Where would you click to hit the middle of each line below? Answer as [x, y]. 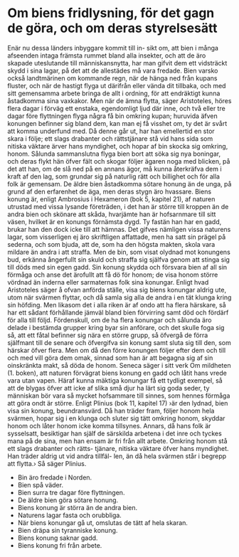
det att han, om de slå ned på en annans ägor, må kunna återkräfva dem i [115, 169]
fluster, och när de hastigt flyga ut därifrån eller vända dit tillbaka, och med [117, 85]
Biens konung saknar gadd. [58, 538]
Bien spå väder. [41, 484]
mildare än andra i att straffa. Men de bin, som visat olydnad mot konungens [119, 252]
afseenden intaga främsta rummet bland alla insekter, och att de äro [107, 55]
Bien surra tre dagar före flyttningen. [71, 492]
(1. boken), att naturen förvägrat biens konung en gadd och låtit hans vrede [117, 373]
